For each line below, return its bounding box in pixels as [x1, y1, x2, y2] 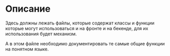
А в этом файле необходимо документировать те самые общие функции [5, 40, 165, 46]
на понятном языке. [5, 46, 49, 52]
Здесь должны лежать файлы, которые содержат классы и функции [5, 20, 155, 26]
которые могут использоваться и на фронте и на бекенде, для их [5, 25, 148, 31]
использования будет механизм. [5, 31, 77, 37]
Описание [5, 3, 51, 15]
